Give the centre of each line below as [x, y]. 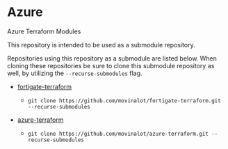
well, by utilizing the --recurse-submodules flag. [75, 73]
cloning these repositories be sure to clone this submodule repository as [111, 65]
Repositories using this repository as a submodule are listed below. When [112, 58]
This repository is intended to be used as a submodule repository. [101, 45]
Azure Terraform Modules [44, 31]
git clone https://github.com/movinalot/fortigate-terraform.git [124, 101]
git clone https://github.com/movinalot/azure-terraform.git [118, 134]
